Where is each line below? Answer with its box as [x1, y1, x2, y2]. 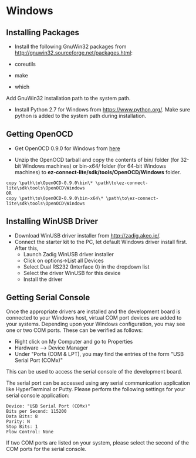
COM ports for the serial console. [6, 446, 87, 453]
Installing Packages [6, 28, 79, 38]
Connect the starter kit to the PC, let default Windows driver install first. [14, 238, 188, 245]
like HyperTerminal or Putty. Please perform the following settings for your [6, 386, 185, 393]
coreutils [14, 60, 36, 67]
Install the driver [23, 276, 63, 283]
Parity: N [6, 419, 31, 425]
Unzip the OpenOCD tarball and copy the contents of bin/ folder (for [14, 156, 180, 163]
